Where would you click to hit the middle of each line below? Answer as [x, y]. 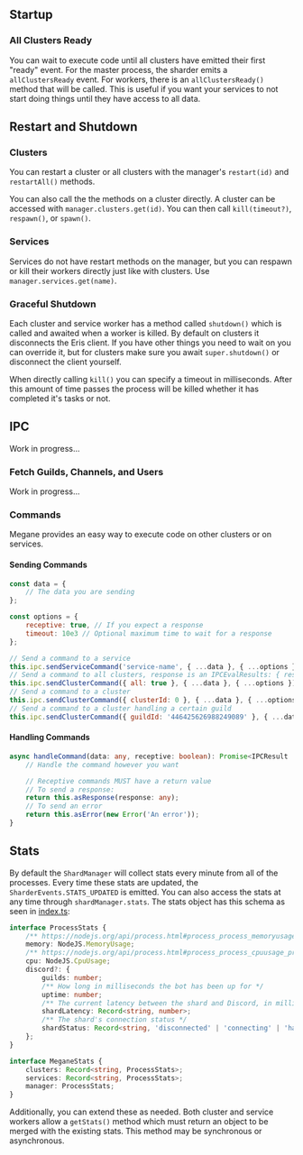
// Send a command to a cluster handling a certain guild [120, 708]
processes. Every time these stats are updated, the [104, 882]
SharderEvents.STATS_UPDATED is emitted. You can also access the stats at [145, 892]
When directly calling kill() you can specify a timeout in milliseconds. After [151, 379]
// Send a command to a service [70, 658]
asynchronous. [37, 1141]
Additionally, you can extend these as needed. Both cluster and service [142, 1112]
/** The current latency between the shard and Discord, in [157, 1003]
